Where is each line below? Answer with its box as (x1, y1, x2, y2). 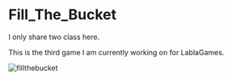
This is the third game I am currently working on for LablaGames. (8, 47, 225, 57)
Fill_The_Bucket (8, 6, 117, 24)
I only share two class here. (8, 32, 100, 42)
